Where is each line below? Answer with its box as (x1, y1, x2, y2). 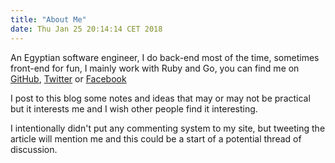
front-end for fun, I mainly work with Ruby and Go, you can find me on (10, 62, 300, 74)
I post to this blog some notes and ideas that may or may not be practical (10, 92, 311, 104)
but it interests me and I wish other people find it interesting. (10, 102, 258, 115)
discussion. (10, 143, 58, 155)
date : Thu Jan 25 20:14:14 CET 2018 (10, 24, 163, 34)
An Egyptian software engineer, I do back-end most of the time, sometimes (10, 51, 320, 63)
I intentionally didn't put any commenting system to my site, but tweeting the (10, 122, 326, 134)
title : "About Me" (10, 14, 87, 25)
